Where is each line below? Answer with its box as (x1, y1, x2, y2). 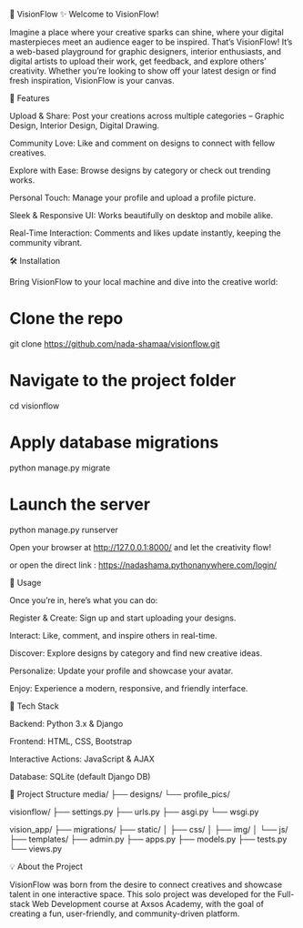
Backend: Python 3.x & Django (9, 718, 124, 729)
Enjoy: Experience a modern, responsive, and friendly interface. (9, 682, 248, 693)
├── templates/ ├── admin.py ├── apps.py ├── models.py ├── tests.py (9, 833, 288, 844)
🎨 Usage (9, 577, 42, 588)
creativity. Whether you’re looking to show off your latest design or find (9, 66, 277, 76)
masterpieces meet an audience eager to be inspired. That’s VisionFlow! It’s (9, 36, 293, 47)
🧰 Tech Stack (9, 701, 59, 711)
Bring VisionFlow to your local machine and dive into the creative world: (9, 277, 278, 287)
